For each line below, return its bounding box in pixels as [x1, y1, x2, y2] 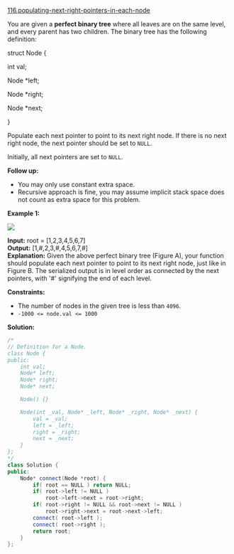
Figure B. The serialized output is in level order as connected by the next [7, 267, 220, 275]
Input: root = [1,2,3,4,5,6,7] [7, 236, 86, 245]
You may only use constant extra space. [17, 181, 135, 188]
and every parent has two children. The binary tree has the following [7, 28, 207, 36]
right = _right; [33, 428, 81, 436]
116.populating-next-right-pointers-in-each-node [7, 6, 150, 14]
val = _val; [33, 415, 69, 422]
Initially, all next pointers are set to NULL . [7, 153, 123, 161]
